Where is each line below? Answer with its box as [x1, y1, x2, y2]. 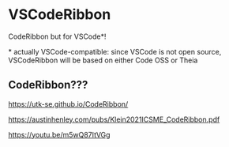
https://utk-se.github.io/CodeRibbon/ [8, 99, 129, 108]
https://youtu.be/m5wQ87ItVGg [8, 130, 111, 139]
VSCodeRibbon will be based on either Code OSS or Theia [8, 55, 198, 65]
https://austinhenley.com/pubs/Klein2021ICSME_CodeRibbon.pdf [8, 115, 220, 124]
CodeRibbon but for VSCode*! [8, 32, 107, 41]
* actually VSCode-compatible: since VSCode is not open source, [8, 47, 222, 56]
